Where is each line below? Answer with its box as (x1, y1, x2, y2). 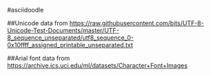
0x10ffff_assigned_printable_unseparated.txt (7, 41, 133, 49)
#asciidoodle (7, 6, 44, 14)
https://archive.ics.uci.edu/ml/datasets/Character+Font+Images (7, 62, 188, 69)
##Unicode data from (7, 19, 68, 27)
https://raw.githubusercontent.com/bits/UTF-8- (69, 19, 205, 27)
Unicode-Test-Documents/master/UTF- (7, 27, 119, 34)
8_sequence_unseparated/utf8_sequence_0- (7, 34, 134, 42)
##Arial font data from (7, 54, 70, 62)
